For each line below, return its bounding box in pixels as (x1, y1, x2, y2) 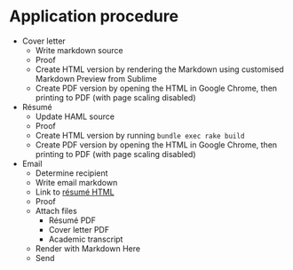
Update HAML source (35, 111, 115, 122)
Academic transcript (48, 234, 123, 244)
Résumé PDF (48, 215, 96, 226)
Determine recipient (35, 167, 108, 179)
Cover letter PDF (48, 224, 109, 234)
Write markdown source (35, 44, 123, 55)
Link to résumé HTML (35, 187, 115, 197)
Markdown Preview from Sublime (35, 73, 157, 83)
